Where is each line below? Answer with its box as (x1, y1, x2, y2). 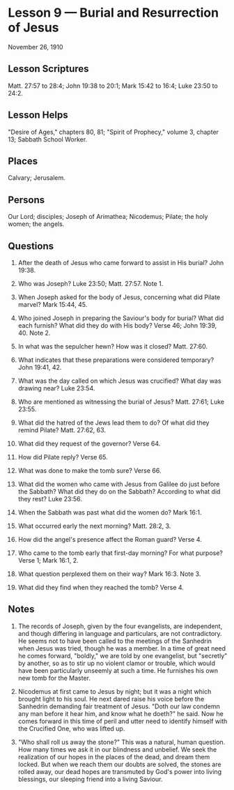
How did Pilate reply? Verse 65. (17, 453, 109, 461)
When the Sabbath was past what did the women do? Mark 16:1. (17, 508, 202, 517)
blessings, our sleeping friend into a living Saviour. (17, 775, 163, 783)
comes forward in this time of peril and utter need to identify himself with (17, 717, 228, 725)
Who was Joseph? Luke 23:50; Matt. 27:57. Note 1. (17, 280, 164, 287)
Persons (8, 194, 45, 206)
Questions (8, 240, 54, 252)
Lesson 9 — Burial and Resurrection (8, 5, 219, 21)
